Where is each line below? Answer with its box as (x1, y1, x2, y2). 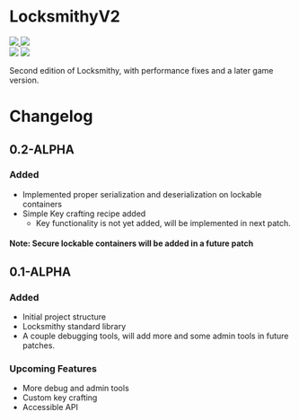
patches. (22, 340, 56, 351)
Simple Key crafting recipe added (22, 208, 146, 219)
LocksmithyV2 (9, 6, 121, 27)
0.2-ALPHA (9, 142, 75, 157)
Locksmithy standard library (22, 321, 127, 332)
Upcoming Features (9, 363, 97, 375)
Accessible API (22, 402, 79, 413)
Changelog (9, 106, 93, 127)
